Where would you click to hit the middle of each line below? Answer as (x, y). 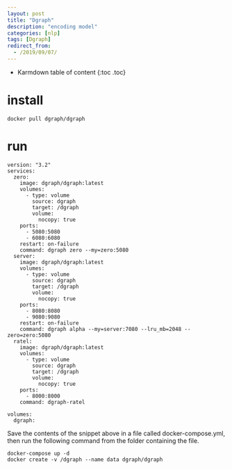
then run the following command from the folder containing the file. (103, 440)
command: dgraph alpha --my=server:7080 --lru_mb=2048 (101, 329)
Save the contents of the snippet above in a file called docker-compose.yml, (116, 433)
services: (22, 171)
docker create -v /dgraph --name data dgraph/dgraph (85, 460)
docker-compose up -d (39, 453)
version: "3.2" (29, 165)
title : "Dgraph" (31, 20)
